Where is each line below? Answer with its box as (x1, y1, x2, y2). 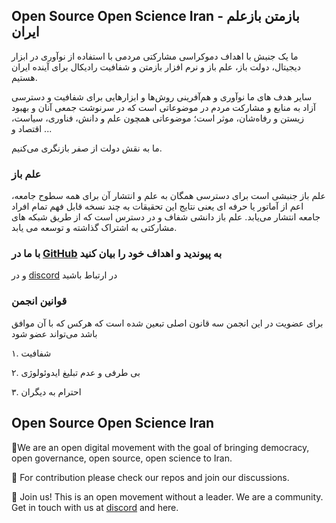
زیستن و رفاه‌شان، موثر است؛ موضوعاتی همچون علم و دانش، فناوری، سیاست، (11, 112, 305, 124)
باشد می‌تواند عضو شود (11, 327, 98, 339)
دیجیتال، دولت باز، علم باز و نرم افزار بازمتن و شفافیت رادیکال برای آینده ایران (11, 60, 301, 73)
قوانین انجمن (11, 294, 68, 308)
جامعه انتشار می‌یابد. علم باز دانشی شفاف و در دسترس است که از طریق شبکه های (11, 211, 321, 223)
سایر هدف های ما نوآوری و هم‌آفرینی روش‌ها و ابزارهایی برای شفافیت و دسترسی (11, 90, 313, 103)
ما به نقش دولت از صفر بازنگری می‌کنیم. (11, 142, 163, 154)
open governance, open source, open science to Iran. (11, 452, 233, 464)
